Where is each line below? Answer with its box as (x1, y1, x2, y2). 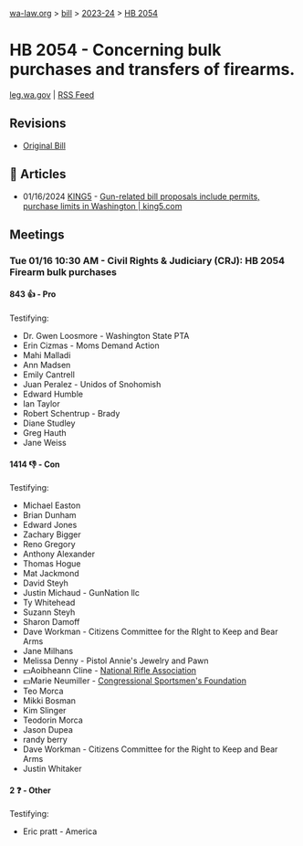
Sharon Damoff (22, 617, 80, 628)
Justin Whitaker (22, 763, 82, 775)
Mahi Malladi (22, 350, 71, 361)
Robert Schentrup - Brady (22, 408, 120, 419)
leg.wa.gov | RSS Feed (9, 89, 95, 100)
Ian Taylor (22, 398, 61, 409)
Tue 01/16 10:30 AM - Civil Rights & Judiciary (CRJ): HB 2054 (9, 254, 286, 267)
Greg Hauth (22, 428, 67, 439)
